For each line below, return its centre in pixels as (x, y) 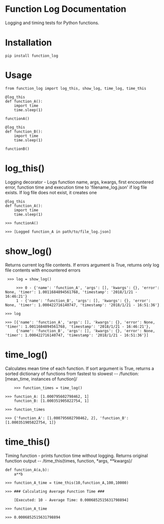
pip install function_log (32, 56)
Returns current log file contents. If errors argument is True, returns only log (82, 265)
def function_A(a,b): (27, 470)
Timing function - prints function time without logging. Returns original (77, 455)
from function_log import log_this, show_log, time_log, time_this (76, 88)
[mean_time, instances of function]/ (41, 379)
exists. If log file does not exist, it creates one (51, 192)
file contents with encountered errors (43, 270)
